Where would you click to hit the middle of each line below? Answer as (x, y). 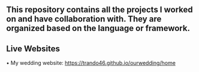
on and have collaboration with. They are (84, 19)
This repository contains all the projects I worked (99, 10)
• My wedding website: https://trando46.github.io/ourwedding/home (91, 63)
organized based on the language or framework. (98, 28)
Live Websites (33, 48)
